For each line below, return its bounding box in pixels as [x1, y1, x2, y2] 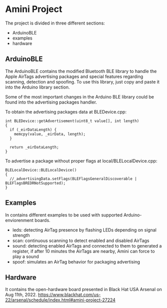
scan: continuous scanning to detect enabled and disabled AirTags [12, 237, 150, 243]
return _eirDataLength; [9, 144, 59, 149]
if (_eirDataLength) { [9, 127, 57, 132]
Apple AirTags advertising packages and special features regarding [5, 73, 144, 79]
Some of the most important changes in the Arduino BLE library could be [5, 93, 155, 99]
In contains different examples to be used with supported [5, 211, 123, 218]
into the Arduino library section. [5, 84, 70, 90]
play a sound [12, 253, 39, 259]
